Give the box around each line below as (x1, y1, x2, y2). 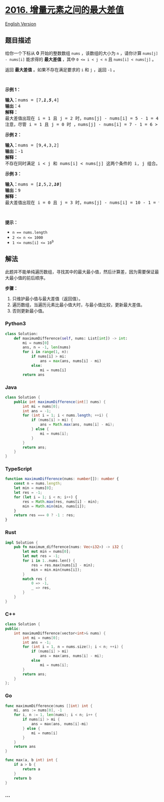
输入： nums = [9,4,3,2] (5, 142, 60, 148)
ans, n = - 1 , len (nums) (22, 345, 71, 350)
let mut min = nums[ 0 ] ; (22, 549, 71, 554)
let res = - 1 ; (14, 490, 42, 495)
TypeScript (5, 465, 32, 472)
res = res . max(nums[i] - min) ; (31, 563, 95, 568)
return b (14, 776, 32, 781)
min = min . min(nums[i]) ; (31, 567, 82, 572)
